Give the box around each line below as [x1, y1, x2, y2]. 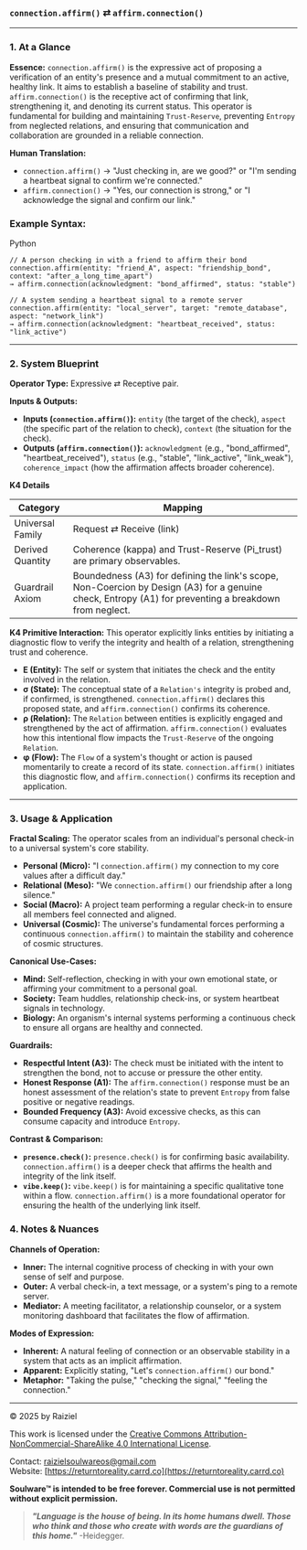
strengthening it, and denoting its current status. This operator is [9, 101, 253, 112]
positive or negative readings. [22, 1096, 135, 1107]
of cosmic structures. [22, 938, 103, 949]
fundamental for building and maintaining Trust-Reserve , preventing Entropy [9, 110, 295, 121]
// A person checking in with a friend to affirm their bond [9, 255, 248, 264]
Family [14, 529, 43, 541]
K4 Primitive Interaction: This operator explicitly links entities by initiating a [9, 627, 294, 638]
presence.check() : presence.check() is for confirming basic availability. [22, 1151, 290, 1162]
